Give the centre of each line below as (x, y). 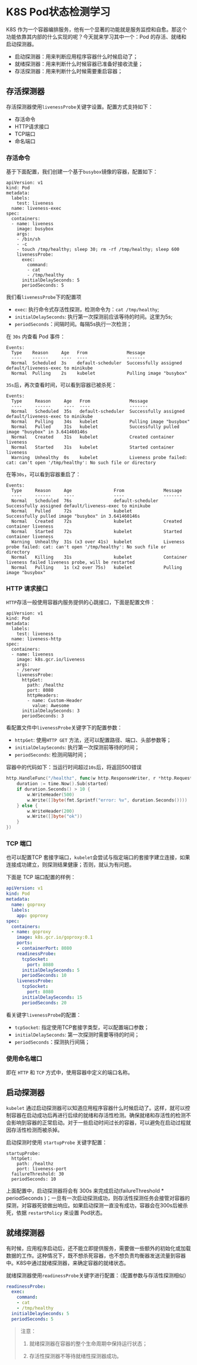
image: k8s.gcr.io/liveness (51, 660)
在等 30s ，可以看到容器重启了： (43, 474)
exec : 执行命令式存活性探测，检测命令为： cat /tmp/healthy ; (87, 310)
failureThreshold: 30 (38, 1174)
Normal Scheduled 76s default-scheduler (85, 501)
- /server (29, 670)
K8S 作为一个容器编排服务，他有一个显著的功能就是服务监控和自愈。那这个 (96, 29)
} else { (27, 806)
